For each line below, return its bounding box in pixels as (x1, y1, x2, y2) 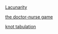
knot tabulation (5, 23, 36, 29)
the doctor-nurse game (5, 14, 53, 19)
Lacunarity (5, 4, 27, 10)
